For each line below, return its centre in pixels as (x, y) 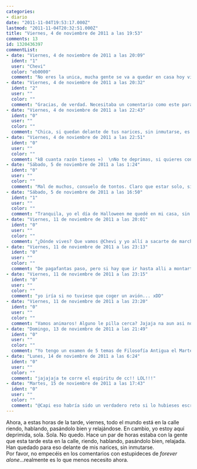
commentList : (22, 50)
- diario (17, 17)
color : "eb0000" (31, 72)
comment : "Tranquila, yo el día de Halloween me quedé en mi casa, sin (101, 214)
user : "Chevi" (28, 66)
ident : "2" (25, 88)
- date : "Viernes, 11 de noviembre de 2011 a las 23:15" (77, 274)
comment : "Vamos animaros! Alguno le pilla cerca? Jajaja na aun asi (98, 323)
